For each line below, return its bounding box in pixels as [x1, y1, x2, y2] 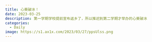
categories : [5, 20, 30, 26]
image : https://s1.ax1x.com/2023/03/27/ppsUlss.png [5, 29, 113, 34]
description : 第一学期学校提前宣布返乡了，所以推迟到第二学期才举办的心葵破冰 [5, 16, 148, 21]
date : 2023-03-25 [5, 12, 41, 16]
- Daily [9, 25, 26, 30]
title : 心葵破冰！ [5, 7, 39, 12]
